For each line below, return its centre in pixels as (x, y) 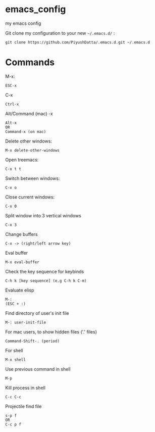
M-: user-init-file (26, 322)
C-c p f (13, 424)
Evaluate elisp (20, 290)
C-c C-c (13, 397)
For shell (14, 350)
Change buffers (21, 234)
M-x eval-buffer (22, 262)
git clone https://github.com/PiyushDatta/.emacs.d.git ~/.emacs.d (78, 42)
